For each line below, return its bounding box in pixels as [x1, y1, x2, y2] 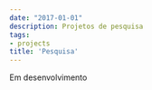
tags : [9, 30, 30, 39]
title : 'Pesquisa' [9, 47, 79, 56]
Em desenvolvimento [9, 72, 88, 83]
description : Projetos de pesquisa [9, 22, 144, 31]
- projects [9, 38, 51, 48]
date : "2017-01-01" [9, 13, 83, 23]
